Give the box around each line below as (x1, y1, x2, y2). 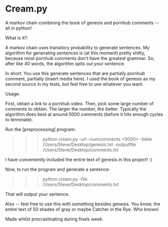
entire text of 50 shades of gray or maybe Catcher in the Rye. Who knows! (5, 206, 159, 212)
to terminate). (5, 116, 34, 122)
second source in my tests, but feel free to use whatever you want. (5, 81, 144, 87)
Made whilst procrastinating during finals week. (5, 216, 104, 222)
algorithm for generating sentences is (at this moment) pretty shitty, (5, 50, 146, 56)
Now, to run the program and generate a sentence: (5, 166, 110, 172)
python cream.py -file (42, 176, 88, 182)
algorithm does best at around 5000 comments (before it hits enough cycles (5, 111, 163, 117)
